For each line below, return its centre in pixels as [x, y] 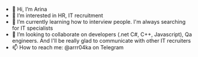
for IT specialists [32, 28]
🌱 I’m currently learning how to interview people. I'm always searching [99, 22]
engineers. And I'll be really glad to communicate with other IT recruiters [101, 41]
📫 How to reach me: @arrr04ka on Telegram [68, 47]
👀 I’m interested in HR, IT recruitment [57, 15]
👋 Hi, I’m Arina [29, 9]
